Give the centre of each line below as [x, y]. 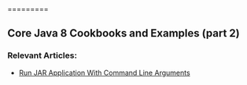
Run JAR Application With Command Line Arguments [104, 73]
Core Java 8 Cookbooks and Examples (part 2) [124, 33]
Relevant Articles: [42, 55]
